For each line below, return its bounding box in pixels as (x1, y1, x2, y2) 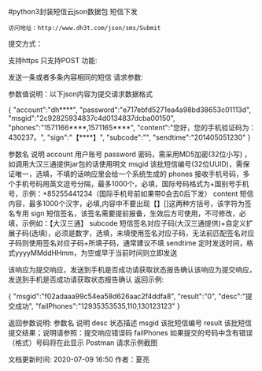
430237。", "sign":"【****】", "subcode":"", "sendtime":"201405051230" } (8, 133, 251, 142)
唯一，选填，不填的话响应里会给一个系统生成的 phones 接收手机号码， (14, 169, 243, 178)
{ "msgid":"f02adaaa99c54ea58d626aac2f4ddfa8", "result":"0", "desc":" (8, 291, 246, 301)
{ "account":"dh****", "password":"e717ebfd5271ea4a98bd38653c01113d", (8, 105, 252, 114)
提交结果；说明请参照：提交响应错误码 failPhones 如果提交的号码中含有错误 (8, 328, 253, 337)
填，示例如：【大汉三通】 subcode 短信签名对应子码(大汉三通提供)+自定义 (8, 219, 246, 227)
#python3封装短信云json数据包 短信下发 (8, 7, 138, 16)
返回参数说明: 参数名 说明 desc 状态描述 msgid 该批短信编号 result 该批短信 (8, 318, 252, 328)
